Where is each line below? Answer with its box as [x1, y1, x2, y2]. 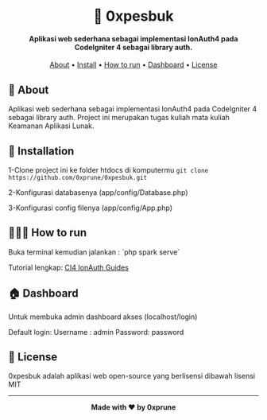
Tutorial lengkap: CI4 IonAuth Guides [8, 262, 129, 272]
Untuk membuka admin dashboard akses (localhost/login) [8, 312, 198, 321]
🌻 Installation [8, 144, 75, 157]
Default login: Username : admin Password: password [8, 327, 184, 336]
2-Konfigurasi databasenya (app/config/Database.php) [8, 188, 188, 197]
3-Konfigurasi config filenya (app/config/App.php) [8, 203, 173, 213]
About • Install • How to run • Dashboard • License [49, 60, 218, 70]
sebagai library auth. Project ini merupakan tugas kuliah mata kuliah [8, 113, 230, 122]
